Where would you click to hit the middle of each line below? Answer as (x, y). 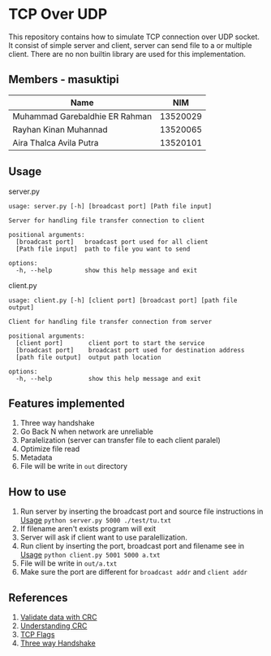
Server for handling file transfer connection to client (107, 221)
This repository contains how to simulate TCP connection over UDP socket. (134, 37)
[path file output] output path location (88, 357)
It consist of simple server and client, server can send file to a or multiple (130, 45)
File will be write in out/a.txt (69, 563)
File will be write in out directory (74, 466)
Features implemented (67, 403)
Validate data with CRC (58, 617)
